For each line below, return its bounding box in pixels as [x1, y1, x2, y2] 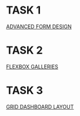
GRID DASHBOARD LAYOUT [6, 103, 74, 110]
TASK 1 [6, 4, 41, 17]
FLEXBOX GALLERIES [6, 63, 59, 70]
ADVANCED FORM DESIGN [6, 23, 72, 30]
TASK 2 [6, 44, 43, 57]
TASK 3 [6, 84, 43, 97]
